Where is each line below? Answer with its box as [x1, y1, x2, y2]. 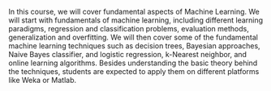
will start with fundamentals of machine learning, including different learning [8, 15, 264, 25]
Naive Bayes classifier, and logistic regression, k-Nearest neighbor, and [8, 50, 247, 59]
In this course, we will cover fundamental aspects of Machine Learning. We [8, 7, 260, 16]
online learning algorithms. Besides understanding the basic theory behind [8, 58, 258, 68]
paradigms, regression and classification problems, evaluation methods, [8, 24, 249, 33]
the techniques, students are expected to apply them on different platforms [8, 67, 260, 76]
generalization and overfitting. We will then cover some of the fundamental [8, 32, 258, 42]
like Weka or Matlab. [8, 76, 77, 85]
